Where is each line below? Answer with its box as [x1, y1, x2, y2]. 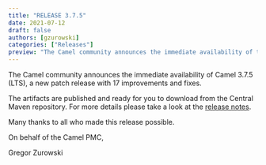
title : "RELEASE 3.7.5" [8, 11, 87, 20]
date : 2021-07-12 [8, 19, 66, 27]
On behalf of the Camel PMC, [8, 133, 104, 142]
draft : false [8, 26, 51, 34]
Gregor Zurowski [8, 148, 63, 157]
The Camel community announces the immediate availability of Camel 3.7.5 [8, 70, 253, 79]
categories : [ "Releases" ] [8, 41, 93, 49]
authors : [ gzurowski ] [8, 33, 80, 42]
